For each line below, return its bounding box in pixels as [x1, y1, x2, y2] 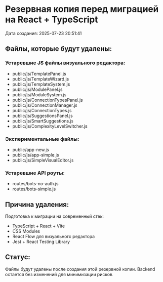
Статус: [5, 253, 31, 261]
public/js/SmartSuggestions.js [12, 118, 74, 124]
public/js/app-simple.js [12, 152, 59, 158]
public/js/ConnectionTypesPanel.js [12, 97, 83, 103]
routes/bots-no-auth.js [12, 181, 59, 187]
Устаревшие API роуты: [5, 169, 65, 176]
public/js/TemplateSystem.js [12, 81, 70, 87]
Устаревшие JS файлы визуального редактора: [5, 59, 125, 66]
